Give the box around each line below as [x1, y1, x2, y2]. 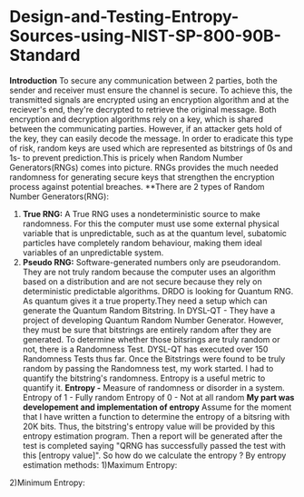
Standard [9, 45, 81, 65]
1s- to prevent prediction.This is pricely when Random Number [9, 152, 243, 163]
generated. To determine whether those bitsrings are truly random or [22, 333, 280, 344]
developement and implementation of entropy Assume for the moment [22, 402, 292, 413]
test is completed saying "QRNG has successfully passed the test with [22, 440, 286, 451]
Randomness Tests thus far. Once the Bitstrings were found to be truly [22, 353, 286, 364]
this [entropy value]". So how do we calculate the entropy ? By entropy [22, 450, 287, 461]
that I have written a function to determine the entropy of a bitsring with [22, 411, 290, 422]
